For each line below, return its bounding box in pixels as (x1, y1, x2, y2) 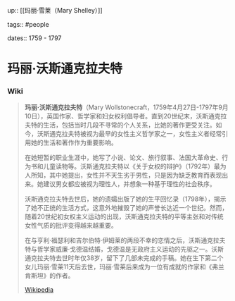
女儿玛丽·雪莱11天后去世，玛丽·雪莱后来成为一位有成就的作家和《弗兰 (24, 263, 225, 271)
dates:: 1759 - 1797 (7, 34, 62, 42)
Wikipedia (24, 285, 54, 294)
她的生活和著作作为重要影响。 (30, 138, 118, 147)
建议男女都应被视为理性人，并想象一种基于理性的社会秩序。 (43, 180, 216, 188)
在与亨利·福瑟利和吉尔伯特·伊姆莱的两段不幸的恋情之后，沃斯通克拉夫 (24, 236, 226, 245)
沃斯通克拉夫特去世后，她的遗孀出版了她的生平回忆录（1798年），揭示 (24, 195, 227, 203)
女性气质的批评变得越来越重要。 (24, 221, 118, 230)
